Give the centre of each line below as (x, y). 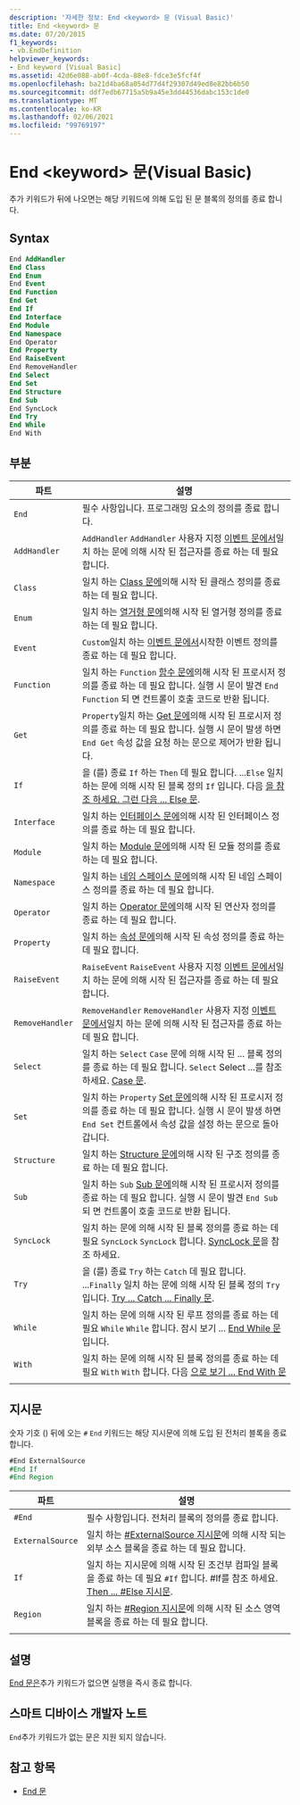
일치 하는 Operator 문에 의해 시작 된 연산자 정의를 (179, 906)
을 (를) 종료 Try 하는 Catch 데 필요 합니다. (164, 1271)
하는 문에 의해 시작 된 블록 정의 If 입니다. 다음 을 (178, 786)
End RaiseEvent (37, 359)
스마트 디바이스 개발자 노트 (78, 1714)
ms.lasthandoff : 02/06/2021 (62, 117)
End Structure (36, 392)
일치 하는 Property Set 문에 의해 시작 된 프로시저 (177, 1097)
